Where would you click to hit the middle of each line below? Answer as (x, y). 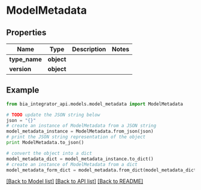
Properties (26, 33)
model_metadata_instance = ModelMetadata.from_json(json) (80, 131)
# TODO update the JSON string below (53, 115)
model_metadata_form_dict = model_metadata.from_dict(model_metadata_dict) (103, 170)
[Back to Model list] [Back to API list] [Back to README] (75, 181)
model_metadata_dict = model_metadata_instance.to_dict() (80, 159)
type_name (25, 59)
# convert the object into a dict (49, 153)
